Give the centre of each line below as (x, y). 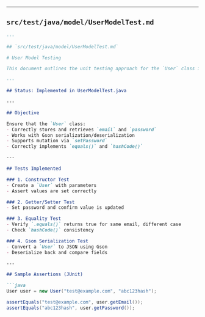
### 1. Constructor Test (38, 180)
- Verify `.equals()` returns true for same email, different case (94, 224)
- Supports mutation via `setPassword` (57, 141)
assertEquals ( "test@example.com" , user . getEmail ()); (75, 302)
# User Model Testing (34, 58)
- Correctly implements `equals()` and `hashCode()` (75, 147)
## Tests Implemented (34, 169)
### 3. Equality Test (34, 219)
